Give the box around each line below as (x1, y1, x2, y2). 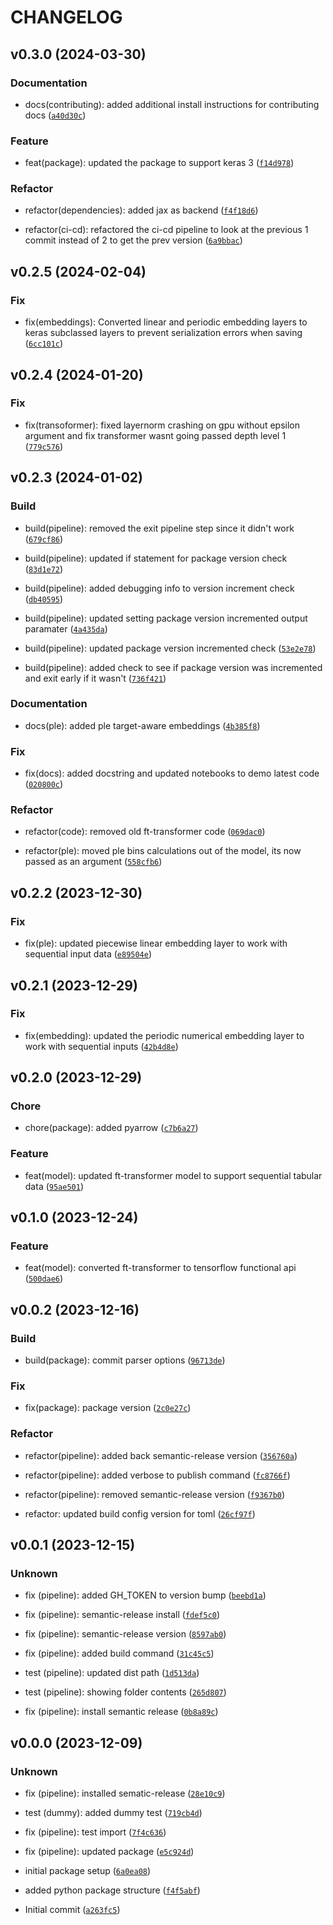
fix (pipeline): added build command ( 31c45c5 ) (24, 1647, 215, 1660)
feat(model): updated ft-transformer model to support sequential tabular (24, 1169, 323, 1181)
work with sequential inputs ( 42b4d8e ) (24, 1040, 179, 1052)
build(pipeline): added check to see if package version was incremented (24, 661, 323, 673)
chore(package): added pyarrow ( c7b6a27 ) (24, 1122, 199, 1134)
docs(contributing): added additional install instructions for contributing (24, 98, 320, 110)
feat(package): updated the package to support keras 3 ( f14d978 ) (24, 157, 295, 169)
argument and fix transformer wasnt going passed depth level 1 (24, 429, 287, 441)
